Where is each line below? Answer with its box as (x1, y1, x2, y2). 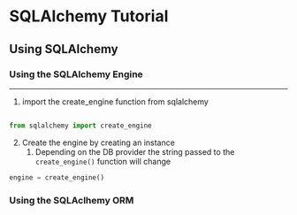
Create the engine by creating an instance (21, 137, 175, 148)
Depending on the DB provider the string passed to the (34, 146, 235, 157)
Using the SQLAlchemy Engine (9, 68, 143, 81)
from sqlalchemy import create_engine (9, 121, 152, 130)
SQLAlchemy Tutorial (9, 6, 169, 27)
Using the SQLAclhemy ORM (9, 194, 134, 206)
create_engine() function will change (34, 156, 171, 166)
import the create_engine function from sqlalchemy (21, 96, 209, 107)
